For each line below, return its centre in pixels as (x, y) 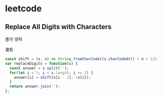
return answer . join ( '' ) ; (35, 87)
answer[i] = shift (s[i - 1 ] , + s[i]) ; (53, 77)
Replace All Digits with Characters (58, 27)
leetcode (23, 9)
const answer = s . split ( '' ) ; (39, 68)
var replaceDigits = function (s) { (41, 64)
